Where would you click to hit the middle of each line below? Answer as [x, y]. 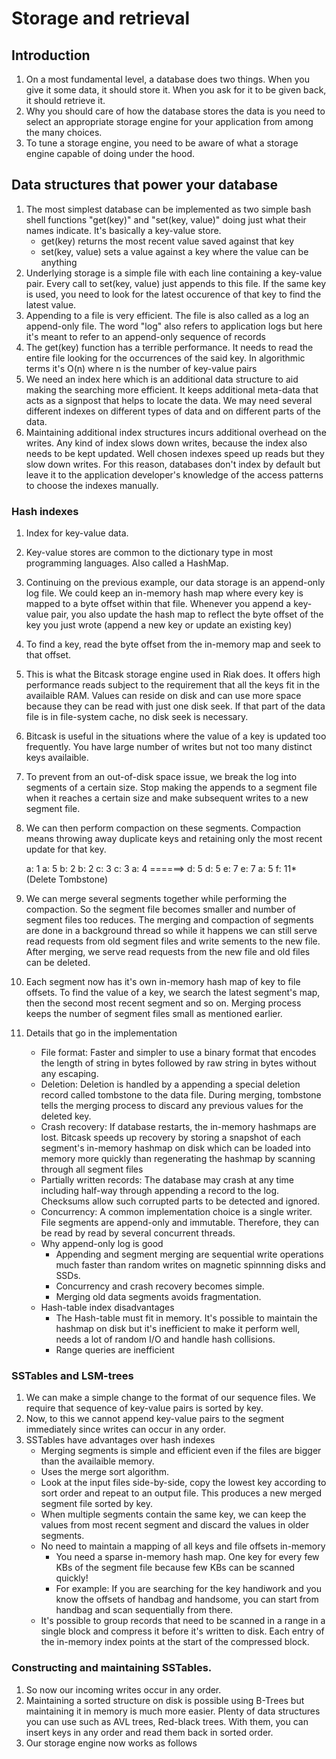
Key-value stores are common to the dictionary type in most [149, 553]
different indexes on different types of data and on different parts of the [173, 411]
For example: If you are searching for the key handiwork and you [188, 1589]
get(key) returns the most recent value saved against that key [167, 241]
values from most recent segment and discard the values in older [175, 1525]
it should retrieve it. [65, 100]
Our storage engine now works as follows [111, 1743]
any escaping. [69, 1074]
